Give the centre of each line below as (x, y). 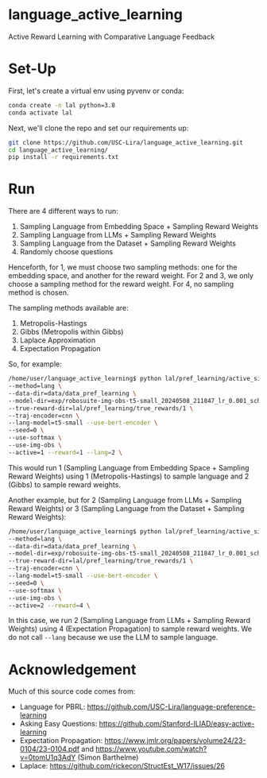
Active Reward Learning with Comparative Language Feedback (112, 37)
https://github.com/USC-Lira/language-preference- (171, 707)
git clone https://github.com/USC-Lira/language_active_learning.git (126, 142)
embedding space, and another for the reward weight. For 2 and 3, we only (131, 276)
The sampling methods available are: (68, 308)
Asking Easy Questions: (58, 724)
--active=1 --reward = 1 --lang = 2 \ (66, 452)
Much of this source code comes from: (72, 691)
